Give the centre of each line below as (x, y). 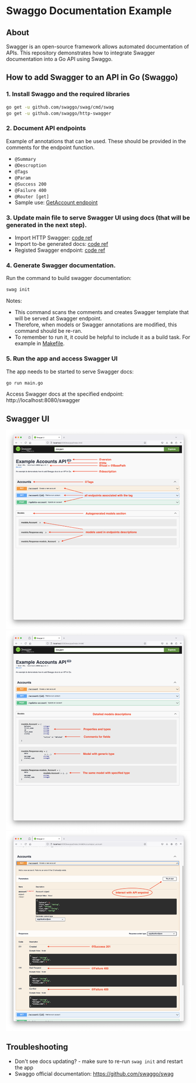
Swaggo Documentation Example (89, 11)
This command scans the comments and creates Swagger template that (102, 312)
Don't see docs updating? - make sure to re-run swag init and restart (99, 1061)
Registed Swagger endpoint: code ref (60, 250)
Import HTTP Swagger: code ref (53, 238)
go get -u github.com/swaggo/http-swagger (59, 113)
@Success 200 (31, 184)
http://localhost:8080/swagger (43, 400)
